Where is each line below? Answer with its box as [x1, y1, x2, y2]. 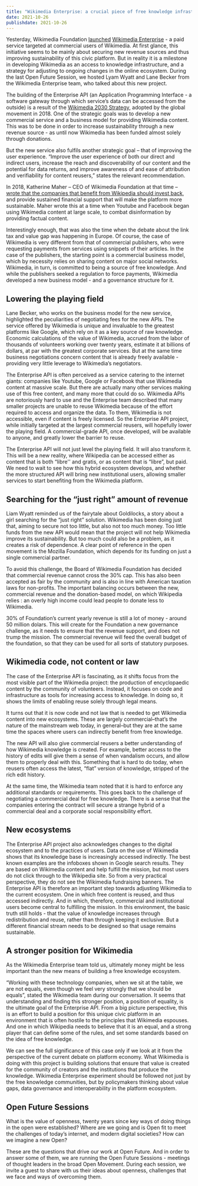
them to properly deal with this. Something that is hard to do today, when [6, 758, 183, 765]
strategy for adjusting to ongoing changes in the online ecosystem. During [6, 67, 187, 75]
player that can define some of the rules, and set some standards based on [6, 1029, 189, 1036]
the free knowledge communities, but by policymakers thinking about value [6, 1078, 189, 1086]
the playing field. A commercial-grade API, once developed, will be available [6, 428, 192, 435]
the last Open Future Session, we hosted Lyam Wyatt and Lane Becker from [6, 73, 190, 80]
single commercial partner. [6, 554, 71, 561]
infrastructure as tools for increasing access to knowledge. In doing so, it [6, 691, 184, 698]
